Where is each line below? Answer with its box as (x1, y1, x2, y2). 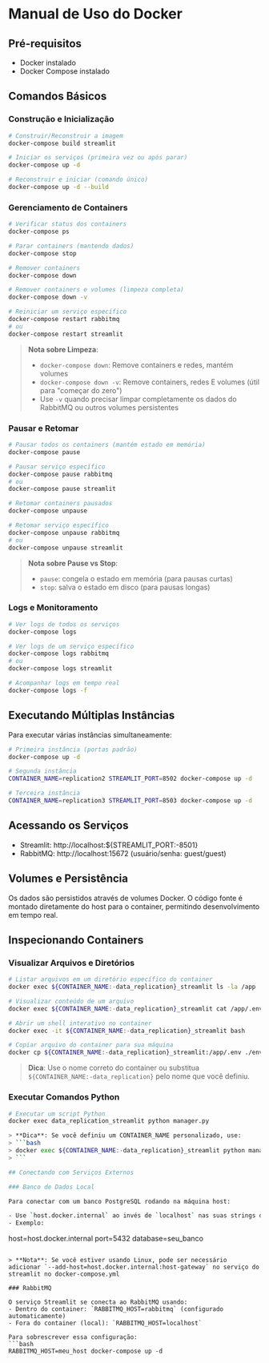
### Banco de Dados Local (8, 1183, 94, 1191)
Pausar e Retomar (8, 422, 79, 433)
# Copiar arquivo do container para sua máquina (8, 1041, 174, 1049)
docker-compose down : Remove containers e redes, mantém (39, 360, 234, 369)
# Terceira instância (8, 790, 81, 798)
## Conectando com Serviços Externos (8, 1168, 134, 1176)
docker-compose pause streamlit (8, 485, 116, 493)
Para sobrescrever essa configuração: (8, 1333, 138, 1341)
